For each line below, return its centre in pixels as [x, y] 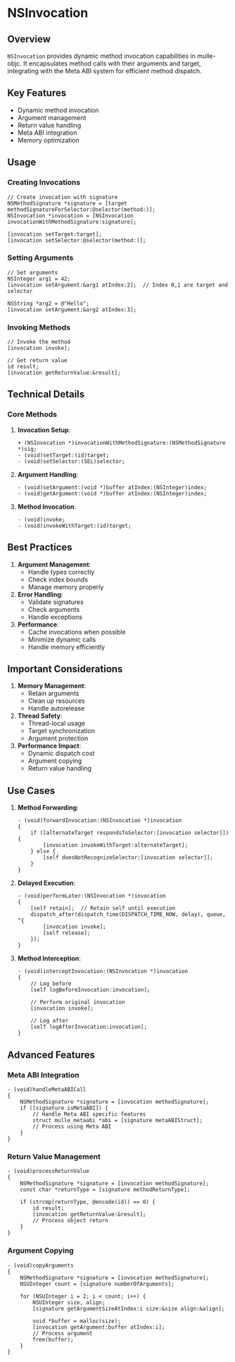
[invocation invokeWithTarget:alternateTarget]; [116, 845]
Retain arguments [53, 694]
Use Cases [31, 791]
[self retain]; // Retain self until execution [103, 908]
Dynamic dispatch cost [61, 754]
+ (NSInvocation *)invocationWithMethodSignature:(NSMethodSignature [122, 442]
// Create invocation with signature [63, 197]
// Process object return [71, 1221]
